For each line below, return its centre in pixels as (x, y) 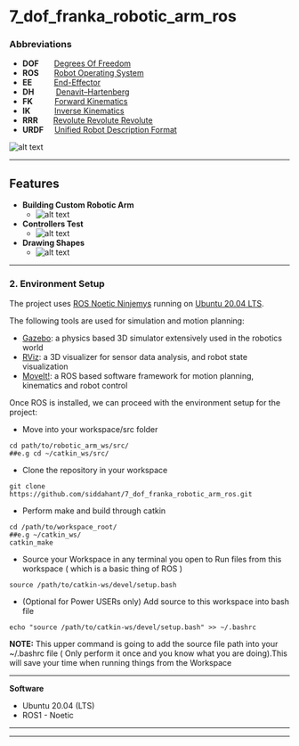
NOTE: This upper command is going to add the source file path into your (144, 644)
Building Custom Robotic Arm (78, 205)
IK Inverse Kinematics (73, 111)
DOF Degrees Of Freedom (77, 63)
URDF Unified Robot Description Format (100, 130)
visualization (45, 366)
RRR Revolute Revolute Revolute (87, 120)
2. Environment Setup (57, 284)
